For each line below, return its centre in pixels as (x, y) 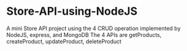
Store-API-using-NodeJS (72, 11)
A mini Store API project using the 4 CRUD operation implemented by (93, 28)
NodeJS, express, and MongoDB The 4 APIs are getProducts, (84, 34)
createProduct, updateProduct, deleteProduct (64, 41)
